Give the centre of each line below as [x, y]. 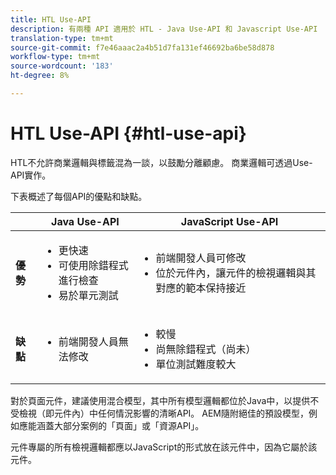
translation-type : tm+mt [62, 38]
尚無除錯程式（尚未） [206, 349]
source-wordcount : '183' [62, 66]
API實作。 [31, 175]
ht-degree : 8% [40, 76]
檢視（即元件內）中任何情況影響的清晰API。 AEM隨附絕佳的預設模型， [164, 413]
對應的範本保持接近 [201, 288]
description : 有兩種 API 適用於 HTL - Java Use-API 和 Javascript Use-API [164, 29]
